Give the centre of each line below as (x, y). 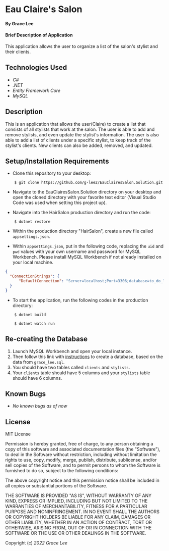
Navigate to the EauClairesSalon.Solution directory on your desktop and (87, 192)
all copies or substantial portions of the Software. (56, 486)
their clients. (18, 52)
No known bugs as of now (40, 406)
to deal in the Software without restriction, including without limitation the (81, 455)
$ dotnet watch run (35, 323)
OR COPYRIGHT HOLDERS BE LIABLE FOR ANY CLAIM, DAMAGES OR (78, 517)
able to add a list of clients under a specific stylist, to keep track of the (78, 140)
